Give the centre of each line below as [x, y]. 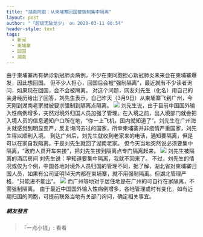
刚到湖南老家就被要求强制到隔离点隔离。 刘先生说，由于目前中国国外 [101, 105]
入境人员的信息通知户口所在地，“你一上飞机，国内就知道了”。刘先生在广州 [99, 120]
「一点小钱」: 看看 [44, 227]
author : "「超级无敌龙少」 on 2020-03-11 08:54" [65, 23]
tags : [13, 35]
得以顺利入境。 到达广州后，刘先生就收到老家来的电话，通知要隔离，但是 [102, 135]
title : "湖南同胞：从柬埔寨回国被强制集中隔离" [59, 12]
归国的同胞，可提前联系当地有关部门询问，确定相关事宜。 [83, 196]
